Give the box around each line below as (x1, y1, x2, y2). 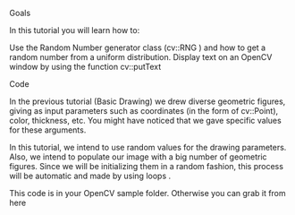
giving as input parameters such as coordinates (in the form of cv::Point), (9, 106, 279, 116)
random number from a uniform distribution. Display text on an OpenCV (9, 52, 273, 62)
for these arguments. (9, 125, 87, 135)
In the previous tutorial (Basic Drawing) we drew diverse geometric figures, (9, 96, 286, 107)
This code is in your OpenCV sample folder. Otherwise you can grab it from (9, 188, 286, 198)
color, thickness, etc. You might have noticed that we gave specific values (9, 116, 282, 125)
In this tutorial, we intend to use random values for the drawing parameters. (9, 142, 287, 152)
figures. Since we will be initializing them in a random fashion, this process (9, 161, 284, 171)
